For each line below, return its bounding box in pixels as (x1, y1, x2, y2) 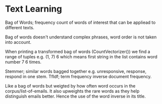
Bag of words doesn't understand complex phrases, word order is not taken (5, 34, 157, 40)
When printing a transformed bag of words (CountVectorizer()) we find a (5, 49, 150, 54)
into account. (5, 39, 32, 45)
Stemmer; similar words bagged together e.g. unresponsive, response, (5, 68, 147, 74)
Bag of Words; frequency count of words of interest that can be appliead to (5, 19, 156, 25)
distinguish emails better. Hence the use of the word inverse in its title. (5, 93, 146, 99)
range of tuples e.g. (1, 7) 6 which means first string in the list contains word (5, 53, 158, 59)
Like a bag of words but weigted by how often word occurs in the (5, 83, 136, 88)
